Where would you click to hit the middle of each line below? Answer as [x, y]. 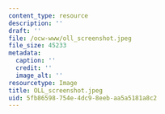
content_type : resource [49, 16]
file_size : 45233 [38, 46]
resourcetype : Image [43, 83]
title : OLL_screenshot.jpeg [56, 90]
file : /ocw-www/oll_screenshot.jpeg [70, 38]
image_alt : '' [39, 75]
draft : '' [25, 31]
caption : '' [36, 61]
